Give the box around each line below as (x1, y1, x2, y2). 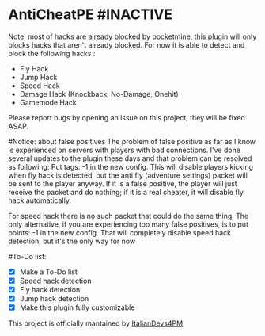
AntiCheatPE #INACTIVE (8, 6, 172, 24)
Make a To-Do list (19, 267, 78, 277)
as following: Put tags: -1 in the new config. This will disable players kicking (8, 162, 253, 171)
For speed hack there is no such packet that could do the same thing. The (8, 211, 249, 220)
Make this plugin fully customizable (19, 303, 135, 312)
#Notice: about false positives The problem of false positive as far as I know (8, 136, 256, 146)
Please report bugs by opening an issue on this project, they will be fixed (8, 113, 245, 122)
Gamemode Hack (19, 97, 77, 107)
